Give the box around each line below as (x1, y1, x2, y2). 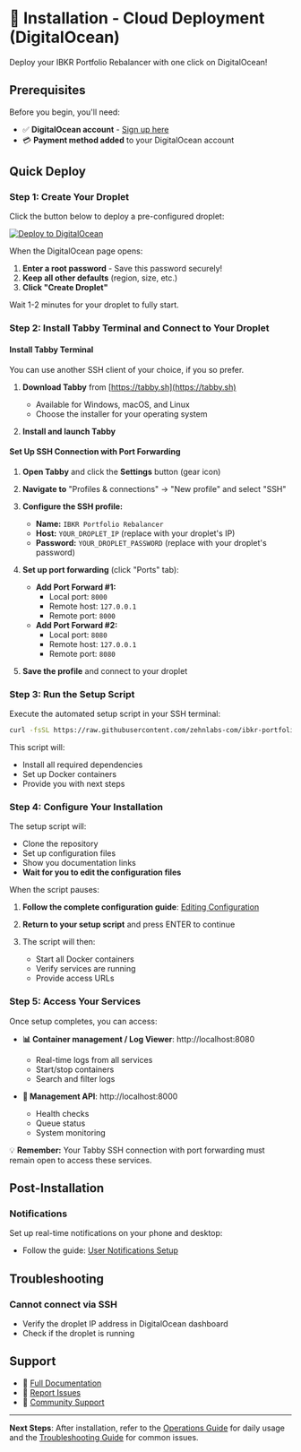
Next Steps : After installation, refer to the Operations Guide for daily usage (9, 1422, 285, 1433)
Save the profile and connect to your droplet (21, 665, 188, 676)
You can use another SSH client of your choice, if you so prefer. (9, 364, 245, 375)
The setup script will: (9, 821, 87, 832)
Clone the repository (21, 838, 99, 850)
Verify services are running (35, 964, 136, 974)
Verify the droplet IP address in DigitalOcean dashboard (21, 1318, 228, 1329)
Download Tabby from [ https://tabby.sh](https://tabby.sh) (21, 381, 236, 393)
